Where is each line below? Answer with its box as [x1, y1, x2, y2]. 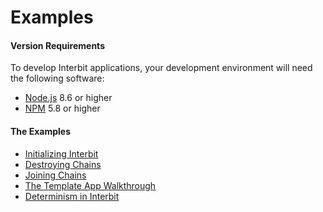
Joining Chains [24, 169, 87, 181]
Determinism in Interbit [24, 190, 120, 202]
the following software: [10, 72, 105, 85]
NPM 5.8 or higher [24, 102, 101, 115]
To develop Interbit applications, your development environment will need [10, 62, 313, 74]
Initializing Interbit [24, 147, 99, 160]
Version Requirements [10, 39, 105, 51]
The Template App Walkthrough [24, 179, 157, 191]
